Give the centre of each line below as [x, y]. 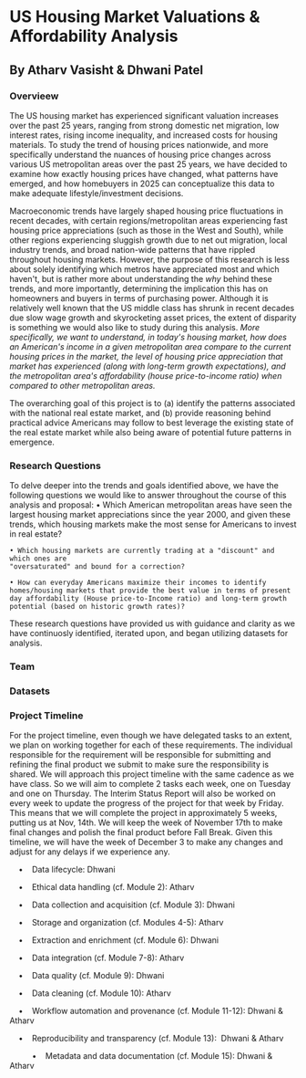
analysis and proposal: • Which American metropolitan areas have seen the [151, 505]
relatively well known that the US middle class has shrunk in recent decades [152, 308]
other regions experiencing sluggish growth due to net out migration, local [148, 240]
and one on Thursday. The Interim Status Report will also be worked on [143, 794]
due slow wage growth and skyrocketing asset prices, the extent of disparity [153, 318]
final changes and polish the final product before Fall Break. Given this [141, 832]
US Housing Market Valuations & [135, 17]
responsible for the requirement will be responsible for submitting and [140, 755]
